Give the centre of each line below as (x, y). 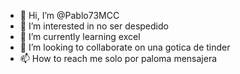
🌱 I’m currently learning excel (80, 36)
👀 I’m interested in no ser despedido (94, 26)
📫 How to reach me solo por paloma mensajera (118, 58)
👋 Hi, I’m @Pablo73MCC (69, 15)
